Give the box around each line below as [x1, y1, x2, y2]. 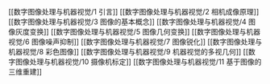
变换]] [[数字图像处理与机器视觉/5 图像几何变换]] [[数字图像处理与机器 [29, 27, 261, 36]
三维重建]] [8, 67, 43, 76]
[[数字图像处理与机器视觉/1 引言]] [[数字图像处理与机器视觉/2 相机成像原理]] [8, 7, 260, 16]
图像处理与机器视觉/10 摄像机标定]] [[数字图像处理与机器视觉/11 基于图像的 [15, 57, 262, 66]
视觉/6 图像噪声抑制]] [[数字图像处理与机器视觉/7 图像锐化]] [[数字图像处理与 [8, 37, 263, 46]
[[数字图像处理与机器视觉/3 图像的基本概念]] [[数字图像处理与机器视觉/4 [8, 17, 247, 26]
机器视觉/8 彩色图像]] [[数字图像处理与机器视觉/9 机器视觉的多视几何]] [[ [8, 47, 249, 56]
